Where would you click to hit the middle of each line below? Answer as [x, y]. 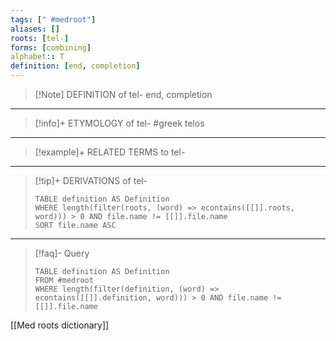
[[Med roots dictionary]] [60, 325]
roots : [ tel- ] [40, 38]
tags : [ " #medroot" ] [53, 19]
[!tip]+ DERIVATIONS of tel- [91, 180]
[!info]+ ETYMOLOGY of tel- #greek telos [119, 123]
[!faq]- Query [62, 253]
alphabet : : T [37, 57]
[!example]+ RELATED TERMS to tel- [110, 152]
